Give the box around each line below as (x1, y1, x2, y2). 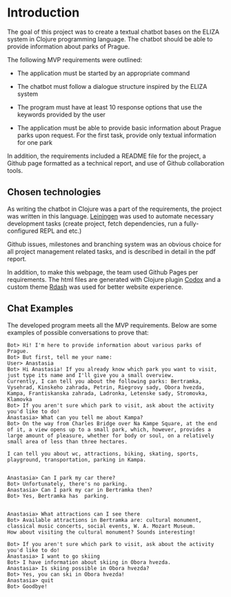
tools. (7, 166, 23, 174)
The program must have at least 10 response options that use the (17, 103, 202, 111)
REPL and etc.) (39, 226, 82, 235)
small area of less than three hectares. (7, 438, 128, 445)
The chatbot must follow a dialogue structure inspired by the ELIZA (17, 82, 208, 90)
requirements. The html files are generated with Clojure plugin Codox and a (7, 275, 221, 283)
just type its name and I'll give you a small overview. (7, 372, 174, 378)
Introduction (7, 5, 80, 21)
